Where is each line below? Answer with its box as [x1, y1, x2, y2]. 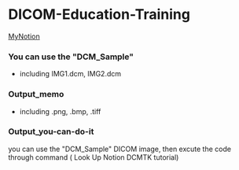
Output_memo [8, 89, 64, 100]
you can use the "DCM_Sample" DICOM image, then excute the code [8, 144, 232, 153]
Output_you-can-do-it [8, 126, 94, 137]
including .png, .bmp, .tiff [19, 106, 101, 116]
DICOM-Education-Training [8, 6, 191, 24]
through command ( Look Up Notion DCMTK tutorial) [8, 152, 179, 162]
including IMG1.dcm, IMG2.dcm [19, 69, 122, 79]
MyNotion [8, 31, 41, 41]
